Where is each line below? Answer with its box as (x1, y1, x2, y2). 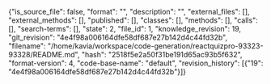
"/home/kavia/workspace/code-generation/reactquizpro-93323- (47, 41, 264, 51)
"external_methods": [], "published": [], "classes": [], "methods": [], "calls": (8, 15, 259, 25)
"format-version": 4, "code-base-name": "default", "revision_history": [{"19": (8, 58, 264, 68)
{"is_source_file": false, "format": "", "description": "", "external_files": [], (8, 7, 250, 16)
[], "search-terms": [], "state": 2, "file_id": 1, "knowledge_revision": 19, (8, 24, 241, 33)
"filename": (8, 41, 46, 51)
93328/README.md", (8, 50, 80, 59)
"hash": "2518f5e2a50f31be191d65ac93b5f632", (81, 50, 243, 59)
